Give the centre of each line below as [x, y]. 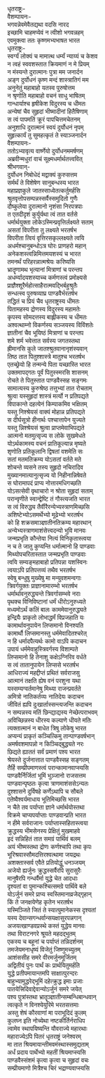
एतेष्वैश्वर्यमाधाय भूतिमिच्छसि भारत [43, 799]
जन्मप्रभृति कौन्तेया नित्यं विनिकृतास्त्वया [49, 538]
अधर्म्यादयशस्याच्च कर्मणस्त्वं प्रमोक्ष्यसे [47, 278]
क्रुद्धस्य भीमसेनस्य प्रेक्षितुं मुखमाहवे [44, 831]
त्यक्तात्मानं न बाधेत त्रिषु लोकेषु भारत [47, 728]
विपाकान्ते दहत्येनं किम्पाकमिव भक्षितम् [47, 404]
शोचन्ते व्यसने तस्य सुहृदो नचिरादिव [45, 467]
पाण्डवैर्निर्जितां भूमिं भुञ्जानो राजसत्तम [47, 775]
